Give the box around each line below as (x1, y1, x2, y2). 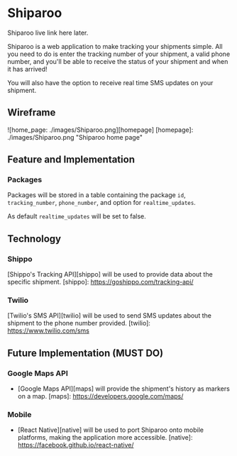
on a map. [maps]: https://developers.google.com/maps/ (17, 392, 184, 401)
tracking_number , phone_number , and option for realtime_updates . (7, 199, 197, 207)
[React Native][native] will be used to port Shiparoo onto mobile (17, 426, 204, 434)
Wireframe (7, 106, 56, 118)
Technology (7, 233, 62, 245)
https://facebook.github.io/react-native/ (17, 441, 134, 450)
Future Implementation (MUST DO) (7, 347, 164, 359)
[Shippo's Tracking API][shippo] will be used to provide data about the (7, 270, 213, 279)
